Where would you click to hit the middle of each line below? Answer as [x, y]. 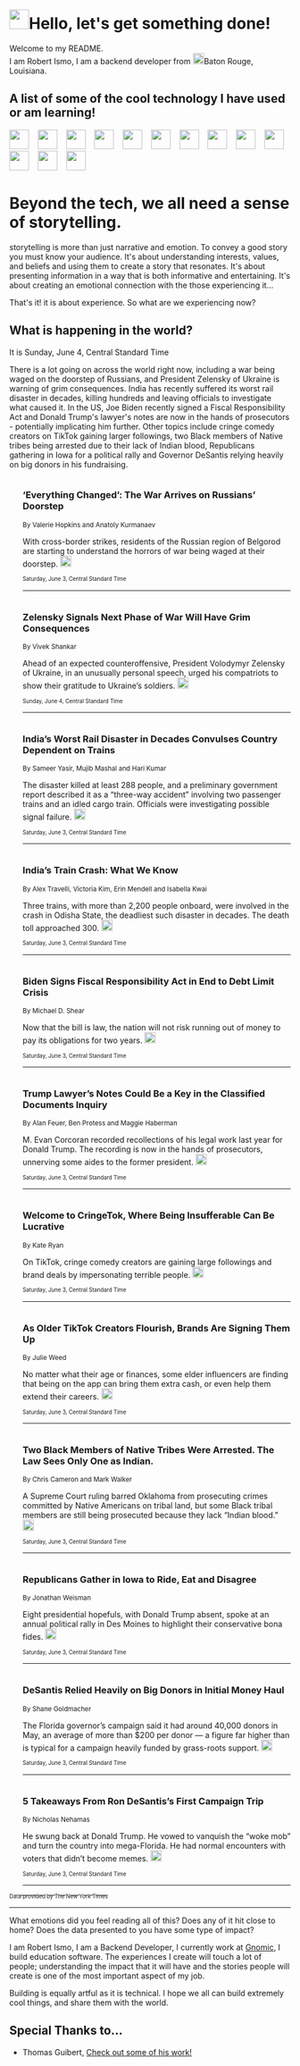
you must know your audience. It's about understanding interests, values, [144, 256]
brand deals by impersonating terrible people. [106, 1274]
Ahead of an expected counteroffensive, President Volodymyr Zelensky [154, 663]
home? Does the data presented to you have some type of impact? [132, 1930]
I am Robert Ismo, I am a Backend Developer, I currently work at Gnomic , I [145, 1947]
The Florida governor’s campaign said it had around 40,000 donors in [150, 1726]
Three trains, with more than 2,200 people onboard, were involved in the [155, 905]
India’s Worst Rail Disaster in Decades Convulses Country [150, 739]
